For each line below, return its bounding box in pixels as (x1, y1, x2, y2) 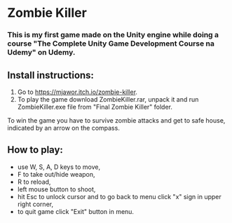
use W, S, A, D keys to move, (17, 163, 101, 171)
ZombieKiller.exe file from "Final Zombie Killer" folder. (17, 102, 173, 111)
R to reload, (17, 177, 51, 186)
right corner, (17, 200, 54, 208)
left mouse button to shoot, (17, 184, 96, 194)
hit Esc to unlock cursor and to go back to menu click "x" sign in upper (17, 192, 222, 201)
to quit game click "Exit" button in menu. (17, 207, 135, 215)
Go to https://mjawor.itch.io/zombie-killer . (17, 88, 138, 96)
